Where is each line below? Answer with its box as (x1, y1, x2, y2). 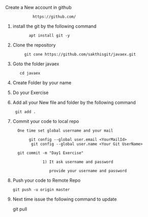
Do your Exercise (12, 89, 49, 95)
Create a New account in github (5, 5, 72, 10)
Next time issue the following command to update (12, 196, 117, 202)
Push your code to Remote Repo (12, 177, 81, 183)
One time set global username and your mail (17, 128, 113, 133)
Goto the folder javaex (12, 61, 60, 67)
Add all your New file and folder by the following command (12, 100, 136, 105)
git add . (15, 109, 36, 114)
